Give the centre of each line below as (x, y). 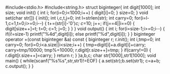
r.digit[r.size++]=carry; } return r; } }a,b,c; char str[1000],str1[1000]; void (81, 55)
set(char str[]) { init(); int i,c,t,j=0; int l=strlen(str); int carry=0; (69, 18)
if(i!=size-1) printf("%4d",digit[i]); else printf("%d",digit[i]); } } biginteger (80, 34)
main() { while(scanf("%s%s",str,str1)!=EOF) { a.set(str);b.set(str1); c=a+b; (83, 61)
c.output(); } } (20, 66)
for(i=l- (142, 18)
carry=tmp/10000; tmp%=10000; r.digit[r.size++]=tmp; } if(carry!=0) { (78, 50)
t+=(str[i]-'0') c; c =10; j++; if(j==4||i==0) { (91, 23)
